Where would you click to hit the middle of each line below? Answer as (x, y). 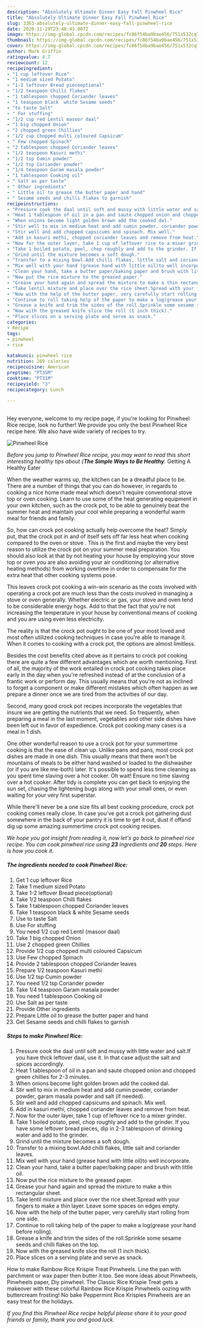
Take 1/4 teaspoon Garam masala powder (67, 990)
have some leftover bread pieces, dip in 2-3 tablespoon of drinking (99, 1129)
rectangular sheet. (38, 1193)
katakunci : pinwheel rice (39, 356)
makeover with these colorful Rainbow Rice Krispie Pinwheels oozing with (99, 1289)
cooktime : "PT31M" (30, 378)
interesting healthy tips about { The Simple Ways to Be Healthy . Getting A (99, 461)
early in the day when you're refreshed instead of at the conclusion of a (96, 675)
